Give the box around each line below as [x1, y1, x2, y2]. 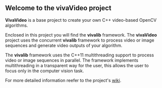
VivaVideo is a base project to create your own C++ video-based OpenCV [5, 17, 157, 23]
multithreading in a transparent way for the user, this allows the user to [5, 62, 149, 68]
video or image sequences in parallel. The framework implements [5, 57, 138, 63]
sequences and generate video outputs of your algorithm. [5, 42, 122, 48]
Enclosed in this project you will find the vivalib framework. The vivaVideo [5, 32, 157, 38]
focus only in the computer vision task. [5, 68, 84, 74]
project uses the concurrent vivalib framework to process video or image [5, 37, 155, 43]
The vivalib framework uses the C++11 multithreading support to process [5, 52, 154, 58]
